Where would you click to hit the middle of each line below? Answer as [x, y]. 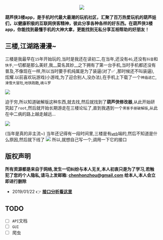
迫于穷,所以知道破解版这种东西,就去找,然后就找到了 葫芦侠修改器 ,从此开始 [78, 102]
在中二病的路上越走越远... [30, 114]
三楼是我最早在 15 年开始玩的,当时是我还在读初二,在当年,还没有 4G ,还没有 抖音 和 [81, 59]
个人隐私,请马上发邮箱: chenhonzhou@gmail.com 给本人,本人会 [87, 175]
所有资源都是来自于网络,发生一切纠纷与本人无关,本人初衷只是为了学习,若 [78, 169]
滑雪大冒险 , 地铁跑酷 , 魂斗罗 [28, 82]
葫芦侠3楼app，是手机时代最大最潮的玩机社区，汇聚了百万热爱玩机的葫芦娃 [81, 17]
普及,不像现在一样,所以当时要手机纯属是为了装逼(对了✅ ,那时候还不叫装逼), [80, 71]
